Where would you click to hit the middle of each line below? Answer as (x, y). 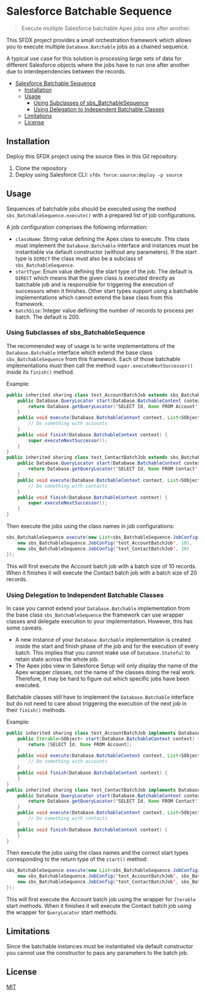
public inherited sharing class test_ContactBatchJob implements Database (103, 790)
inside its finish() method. (40, 372)
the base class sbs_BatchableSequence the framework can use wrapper (95, 615)
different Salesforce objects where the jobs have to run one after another (98, 65)
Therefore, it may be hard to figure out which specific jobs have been (102, 678)
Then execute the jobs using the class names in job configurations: (91, 526)
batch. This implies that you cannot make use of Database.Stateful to (103, 652)
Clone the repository (41, 168)
